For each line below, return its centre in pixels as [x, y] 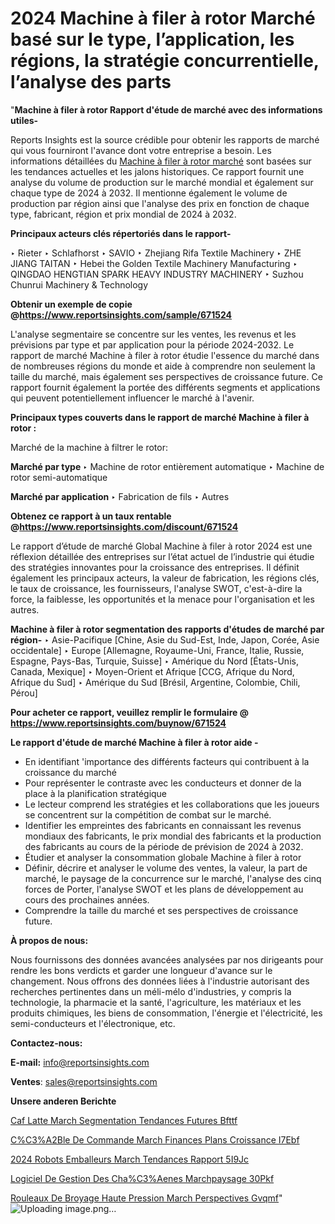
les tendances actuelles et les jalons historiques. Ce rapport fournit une [157, 171]
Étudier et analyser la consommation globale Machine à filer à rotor [163, 857]
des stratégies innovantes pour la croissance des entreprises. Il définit [155, 567]
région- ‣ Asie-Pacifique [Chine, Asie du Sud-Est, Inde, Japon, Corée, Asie [165, 639]
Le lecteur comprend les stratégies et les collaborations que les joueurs [172, 804]
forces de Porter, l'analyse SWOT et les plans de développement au [164, 889]
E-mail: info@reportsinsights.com [80, 1062]
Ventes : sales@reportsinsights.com [84, 1081]
